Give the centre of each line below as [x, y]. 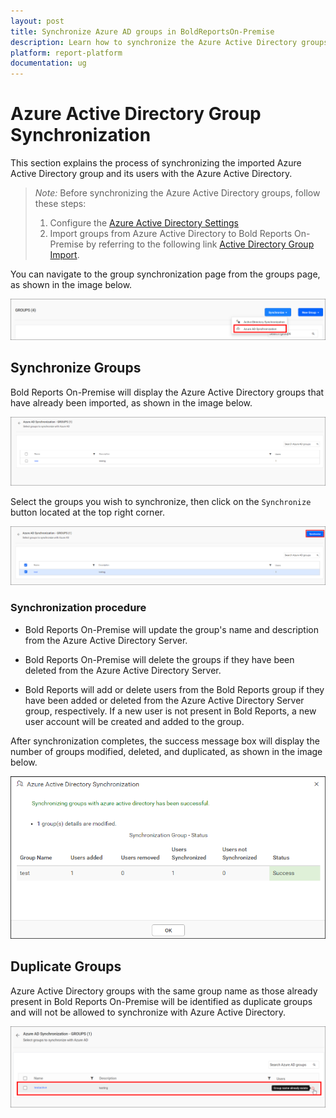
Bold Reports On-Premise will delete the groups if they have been [159, 659]
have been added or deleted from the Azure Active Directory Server [164, 700]
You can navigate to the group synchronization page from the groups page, [165, 274]
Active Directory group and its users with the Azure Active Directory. [151, 174]
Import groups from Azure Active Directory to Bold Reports [171, 234]
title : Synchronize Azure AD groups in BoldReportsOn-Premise [142, 31]
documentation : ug [48, 63]
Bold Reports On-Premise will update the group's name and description [171, 629]
